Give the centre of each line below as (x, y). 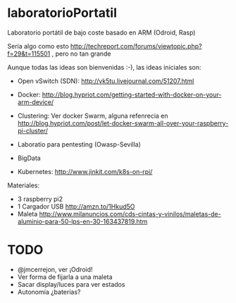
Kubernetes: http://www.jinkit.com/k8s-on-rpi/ (85, 171)
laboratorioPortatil (62, 13)
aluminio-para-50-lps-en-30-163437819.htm (82, 221)
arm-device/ (36, 102)
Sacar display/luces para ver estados (71, 284)
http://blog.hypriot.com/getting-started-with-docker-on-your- (132, 94)
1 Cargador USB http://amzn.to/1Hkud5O (76, 206)
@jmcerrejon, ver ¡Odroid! (55, 269)
